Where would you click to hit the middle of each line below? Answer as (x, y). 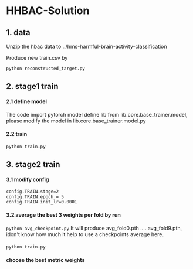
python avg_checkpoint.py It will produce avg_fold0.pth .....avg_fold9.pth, (94, 228)
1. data (18, 33)
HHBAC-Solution (48, 11)
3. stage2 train (33, 164)
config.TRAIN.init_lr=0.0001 (42, 202)
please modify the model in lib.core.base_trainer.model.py (76, 121)
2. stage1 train (32, 86)
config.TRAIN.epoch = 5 (35, 197)
